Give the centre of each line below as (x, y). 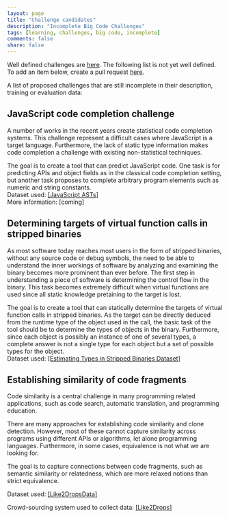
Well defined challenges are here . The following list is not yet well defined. (112, 65)
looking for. (23, 453)
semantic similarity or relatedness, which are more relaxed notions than (108, 474)
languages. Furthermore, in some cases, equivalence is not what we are (108, 446)
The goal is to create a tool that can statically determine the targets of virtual (115, 307)
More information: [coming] (46, 202)
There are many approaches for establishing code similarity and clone (106, 424)
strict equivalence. (33, 481)
